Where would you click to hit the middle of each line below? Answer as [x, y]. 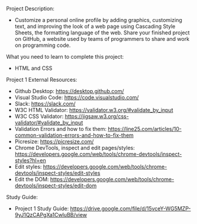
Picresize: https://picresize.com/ [54, 141]
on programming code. [43, 45]
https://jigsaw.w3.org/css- [97, 116]
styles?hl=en [30, 160]
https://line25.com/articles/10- [145, 129]
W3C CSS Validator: [39, 116]
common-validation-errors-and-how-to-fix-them [74, 135]
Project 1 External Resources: [42, 80]
